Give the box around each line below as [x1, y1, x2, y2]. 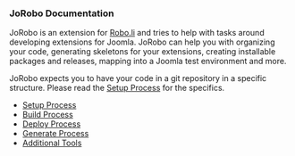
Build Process [21, 110, 73, 120]
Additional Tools [21, 137, 82, 149]
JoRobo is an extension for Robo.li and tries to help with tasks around [9, 28, 265, 38]
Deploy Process [21, 119, 81, 129]
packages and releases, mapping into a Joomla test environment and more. [9, 56, 287, 67]
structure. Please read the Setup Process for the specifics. [9, 83, 225, 94]
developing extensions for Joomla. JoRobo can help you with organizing [9, 37, 275, 47]
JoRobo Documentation [9, 7, 114, 20]
